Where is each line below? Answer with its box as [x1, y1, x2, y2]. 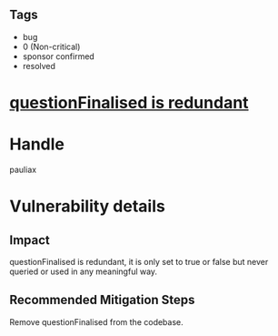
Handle [9, 134, 65, 155]
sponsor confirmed [22, 50, 95, 62]
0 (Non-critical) [22, 41, 81, 52]
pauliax [9, 164, 37, 175]
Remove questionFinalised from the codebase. [9, 316, 184, 327]
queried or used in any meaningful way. [9, 266, 157, 277]
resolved [22, 60, 56, 71]
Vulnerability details [9, 196, 165, 217]
